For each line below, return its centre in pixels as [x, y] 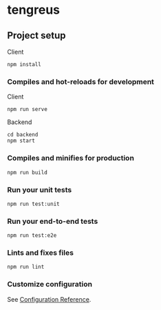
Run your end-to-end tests [53, 221]
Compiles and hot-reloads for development [81, 81]
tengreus [34, 10]
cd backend [23, 135]
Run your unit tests [40, 189]
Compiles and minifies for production [71, 158]
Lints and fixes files [41, 253]
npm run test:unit [33, 204]
